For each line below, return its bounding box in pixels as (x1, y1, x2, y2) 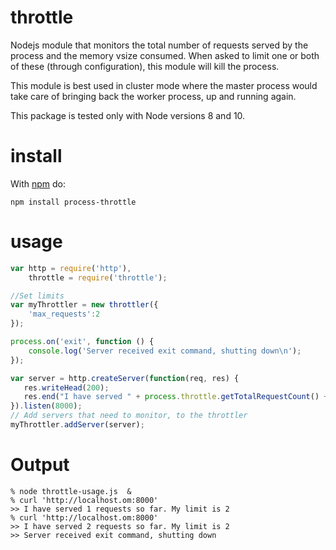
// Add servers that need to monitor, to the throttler (10, 411, 248, 421)
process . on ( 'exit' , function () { (10, 337, 155, 347)
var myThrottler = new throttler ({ (10, 300, 159, 310)
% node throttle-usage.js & (10, 486, 132, 496)
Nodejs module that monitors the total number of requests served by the (10, 39, 309, 51)
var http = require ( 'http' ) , (10, 263, 132, 273)
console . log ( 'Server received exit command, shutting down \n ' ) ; (28, 346, 302, 356)
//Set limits (10, 291, 65, 301)
